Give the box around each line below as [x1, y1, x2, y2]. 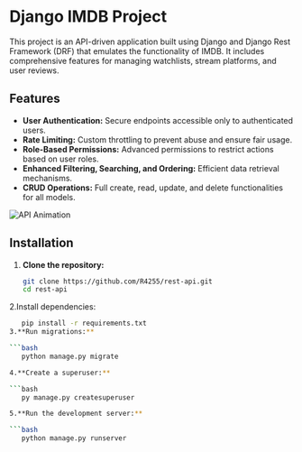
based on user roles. [22, 153, 99, 164]
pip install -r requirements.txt [21, 318, 147, 328]
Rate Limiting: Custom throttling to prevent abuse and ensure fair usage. [22, 134, 293, 145]
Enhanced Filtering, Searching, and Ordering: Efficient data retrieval [22, 162, 279, 173]
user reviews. [9, 65, 60, 76]
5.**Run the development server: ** [9, 409, 143, 419]
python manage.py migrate [21, 352, 119, 361]
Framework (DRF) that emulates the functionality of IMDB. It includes [9, 45, 265, 56]
